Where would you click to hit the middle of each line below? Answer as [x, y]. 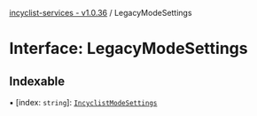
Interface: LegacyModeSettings [128, 49]
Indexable [37, 81]
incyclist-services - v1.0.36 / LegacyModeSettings [101, 13]
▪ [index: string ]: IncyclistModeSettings [83, 102]
